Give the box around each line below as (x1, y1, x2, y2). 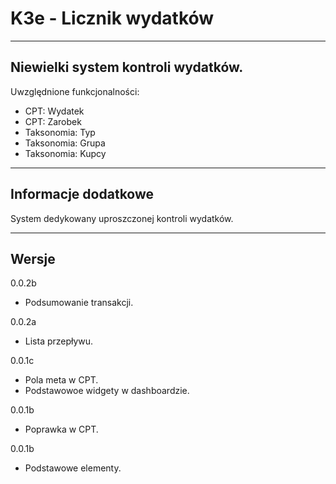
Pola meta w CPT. (24, 374, 99, 386)
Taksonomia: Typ (24, 126, 96, 138)
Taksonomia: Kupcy (24, 147, 107, 159)
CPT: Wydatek (24, 105, 85, 117)
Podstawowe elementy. (24, 462, 122, 474)
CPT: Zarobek (24, 115, 82, 127)
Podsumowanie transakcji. (24, 297, 134, 309)
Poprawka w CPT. (24, 423, 99, 436)
